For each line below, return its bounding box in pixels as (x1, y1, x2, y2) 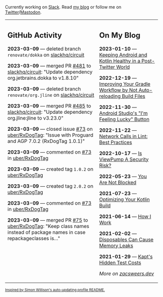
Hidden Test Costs (99, 259, 142, 266)
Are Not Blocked (99, 179, 137, 186)
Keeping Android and (99, 51, 147, 58)
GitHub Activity (7, 30, 62, 40)
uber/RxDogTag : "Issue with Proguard (7, 131, 94, 138)
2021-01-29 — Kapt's (99, 253, 153, 260)
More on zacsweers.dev (99, 270, 154, 277)
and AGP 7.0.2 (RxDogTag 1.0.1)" (7, 138, 85, 144)
